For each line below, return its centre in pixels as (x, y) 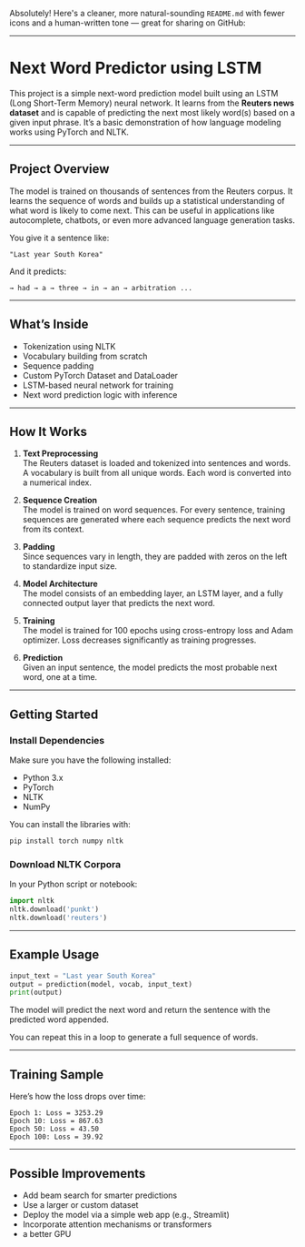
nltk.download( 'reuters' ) (58, 918)
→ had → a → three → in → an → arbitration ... (101, 288)
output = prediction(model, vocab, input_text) (101, 984)
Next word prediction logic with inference (100, 394)
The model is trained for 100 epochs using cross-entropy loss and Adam (157, 631)
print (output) (36, 993)
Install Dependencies (57, 740)
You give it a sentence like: (59, 238)
